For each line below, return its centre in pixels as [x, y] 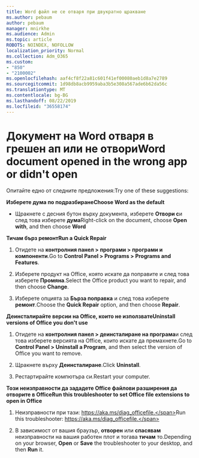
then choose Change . [42, 287]
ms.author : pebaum [29, 17]
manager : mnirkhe [28, 28]
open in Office [24, 401]
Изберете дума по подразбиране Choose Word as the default [85, 202]
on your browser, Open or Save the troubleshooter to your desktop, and [104, 443]
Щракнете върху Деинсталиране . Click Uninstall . [78, 365]
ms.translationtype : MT [36, 90]
